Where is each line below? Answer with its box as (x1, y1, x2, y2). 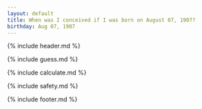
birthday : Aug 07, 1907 (7, 23, 76, 30)
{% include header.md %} (7, 42, 81, 50)
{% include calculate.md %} (7, 68, 87, 77)
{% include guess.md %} (7, 55, 78, 63)
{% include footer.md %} (7, 95, 78, 103)
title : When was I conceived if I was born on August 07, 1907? (7, 17, 196, 23)
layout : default (7, 10, 54, 17)
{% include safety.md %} (7, 82, 79, 90)
